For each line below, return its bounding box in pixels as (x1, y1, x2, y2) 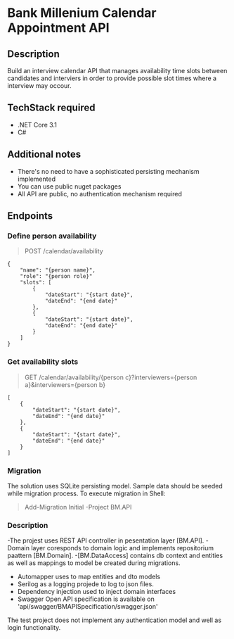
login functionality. (7, 624, 61, 632)
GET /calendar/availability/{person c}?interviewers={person (24, 373, 197, 381)
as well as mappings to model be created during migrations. (7, 559, 181, 567)
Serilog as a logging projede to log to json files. (17, 580, 155, 588)
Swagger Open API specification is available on (17, 595, 155, 603)
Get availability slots (7, 357, 79, 367)
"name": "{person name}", (20, 267, 96, 274)
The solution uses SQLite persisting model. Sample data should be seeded (7, 481, 223, 490)
